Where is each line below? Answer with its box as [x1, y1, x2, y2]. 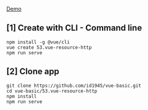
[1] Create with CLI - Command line [6, 23, 142, 33]
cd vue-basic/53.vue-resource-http [6, 88, 98, 94]
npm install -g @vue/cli [6, 39, 70, 45]
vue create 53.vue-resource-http [6, 44, 92, 51]
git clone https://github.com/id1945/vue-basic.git [6, 82, 141, 89]
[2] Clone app [6, 67, 60, 77]
